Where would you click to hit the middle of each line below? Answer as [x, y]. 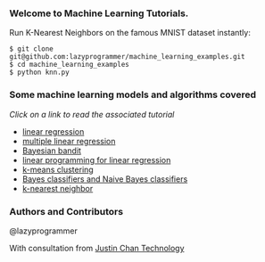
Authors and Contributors [66, 211]
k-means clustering [58, 169]
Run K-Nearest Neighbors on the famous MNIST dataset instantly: [130, 33]
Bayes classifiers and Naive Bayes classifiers [105, 179]
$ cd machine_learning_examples [69, 65]
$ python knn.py [39, 73]
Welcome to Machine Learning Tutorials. [99, 13]
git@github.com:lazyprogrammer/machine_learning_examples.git [127, 57]
